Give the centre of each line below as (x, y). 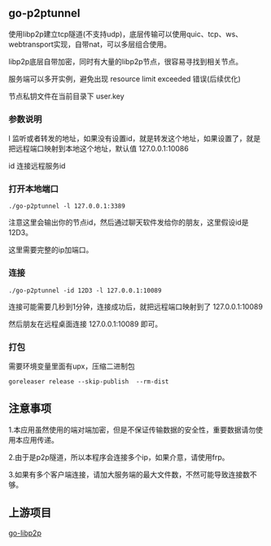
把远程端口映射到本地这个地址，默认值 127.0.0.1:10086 (98, 149)
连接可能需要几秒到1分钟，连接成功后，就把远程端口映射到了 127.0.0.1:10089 (135, 306)
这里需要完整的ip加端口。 (51, 250)
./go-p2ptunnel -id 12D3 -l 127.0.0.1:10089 (85, 290)
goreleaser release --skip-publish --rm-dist (89, 382)
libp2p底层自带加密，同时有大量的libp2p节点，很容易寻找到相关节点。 (126, 61)
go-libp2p (25, 533)
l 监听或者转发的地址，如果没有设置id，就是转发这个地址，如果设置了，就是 (135, 138)
